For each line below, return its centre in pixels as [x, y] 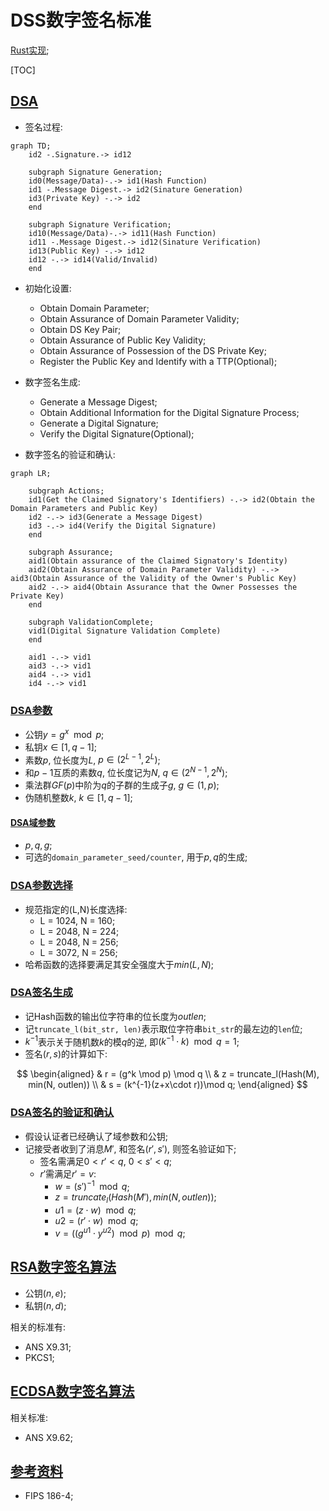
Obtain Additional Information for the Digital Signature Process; [169, 412]
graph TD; [31, 146]
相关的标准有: [38, 1327]
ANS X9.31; [48, 1347]
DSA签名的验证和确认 [62, 1113]
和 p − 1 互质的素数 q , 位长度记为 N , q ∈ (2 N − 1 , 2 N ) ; [126, 772]
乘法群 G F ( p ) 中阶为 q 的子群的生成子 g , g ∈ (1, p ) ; [122, 785]
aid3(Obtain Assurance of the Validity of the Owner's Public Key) [154, 578]
